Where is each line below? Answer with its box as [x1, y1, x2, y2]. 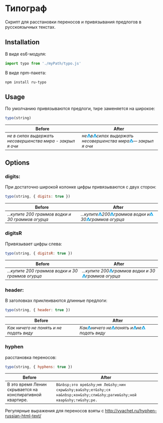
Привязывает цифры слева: [5, 241, 62, 247]
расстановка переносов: [5, 354, 57, 360]
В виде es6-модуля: [5, 51, 47, 57]
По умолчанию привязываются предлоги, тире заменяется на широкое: [5, 106, 155, 111]
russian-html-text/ [5, 413, 42, 419]
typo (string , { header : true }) [5, 308, 70, 313]
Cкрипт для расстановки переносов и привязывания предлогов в [5, 19, 142, 25]
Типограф [5, 3, 47, 14]
